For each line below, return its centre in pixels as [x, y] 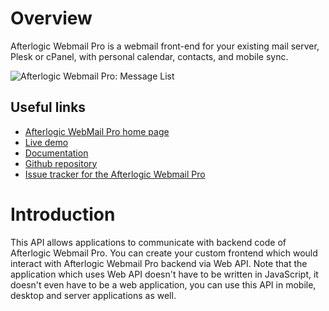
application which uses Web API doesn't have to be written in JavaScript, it [164, 274]
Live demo [46, 142]
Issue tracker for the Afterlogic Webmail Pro [115, 174]
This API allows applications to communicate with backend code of [148, 242]
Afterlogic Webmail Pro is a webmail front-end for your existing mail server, [165, 46]
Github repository [61, 163]
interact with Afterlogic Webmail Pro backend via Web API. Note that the [159, 263]
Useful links [48, 107]
